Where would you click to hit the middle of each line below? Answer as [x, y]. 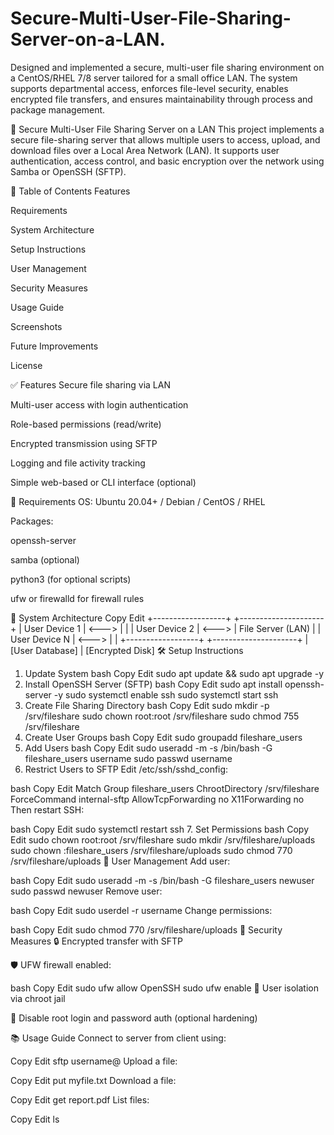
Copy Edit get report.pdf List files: [80, 1099]
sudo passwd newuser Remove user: [86, 891]
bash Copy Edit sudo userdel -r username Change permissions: [141, 910]
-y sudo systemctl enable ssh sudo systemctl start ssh [166, 694]
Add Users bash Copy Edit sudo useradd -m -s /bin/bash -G [148, 748]
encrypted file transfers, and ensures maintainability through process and [161, 99]
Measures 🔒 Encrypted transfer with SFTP [96, 941]
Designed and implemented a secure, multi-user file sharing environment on [167, 67]
